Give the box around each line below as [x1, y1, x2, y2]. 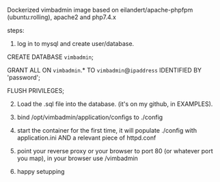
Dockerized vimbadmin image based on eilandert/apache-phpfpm [7, 6, 193, 14]
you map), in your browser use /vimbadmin [16, 154, 139, 162]
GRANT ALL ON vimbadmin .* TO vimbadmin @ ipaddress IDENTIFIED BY [7, 66, 202, 74]
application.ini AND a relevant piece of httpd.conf [16, 133, 156, 142]
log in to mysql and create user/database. [16, 40, 135, 47]
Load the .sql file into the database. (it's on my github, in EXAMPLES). [16, 100, 213, 108]
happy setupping [16, 168, 65, 175]
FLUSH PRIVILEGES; [7, 87, 65, 94]
